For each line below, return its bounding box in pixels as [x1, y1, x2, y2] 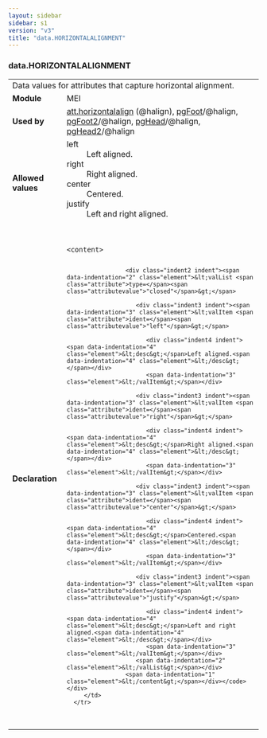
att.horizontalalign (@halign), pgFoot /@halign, [66, 105, 238, 116]
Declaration [12, 473, 57, 484]
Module [12, 92, 42, 103]
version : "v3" [8, 26, 56, 34]
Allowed [12, 172, 44, 183]
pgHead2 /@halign [66, 125, 135, 136]
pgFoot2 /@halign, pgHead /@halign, [66, 115, 201, 127]
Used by [12, 115, 45, 127]
